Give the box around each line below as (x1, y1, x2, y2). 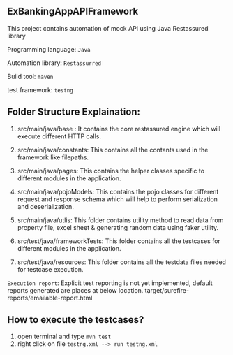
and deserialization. (17, 202, 75, 210)
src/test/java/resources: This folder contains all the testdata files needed (17, 258, 227, 266)
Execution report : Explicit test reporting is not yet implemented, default (7, 279, 213, 287)
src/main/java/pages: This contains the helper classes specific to (17, 166, 204, 175)
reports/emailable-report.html (7, 294, 93, 302)
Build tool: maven (7, 72, 54, 80)
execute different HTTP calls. (17, 132, 102, 140)
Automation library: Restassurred (7, 59, 102, 67)
